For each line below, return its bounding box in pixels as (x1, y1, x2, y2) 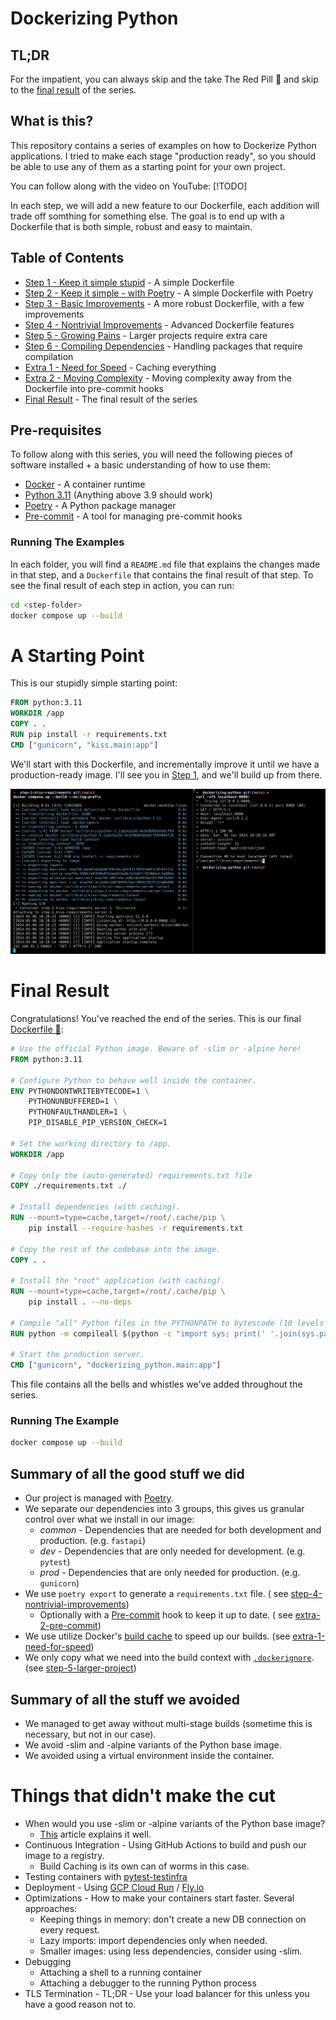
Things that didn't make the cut (10, 1785, 277, 1807)
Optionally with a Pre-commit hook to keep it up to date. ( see (39, 1609, 293, 1621)
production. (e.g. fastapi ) (39, 1535, 146, 1547)
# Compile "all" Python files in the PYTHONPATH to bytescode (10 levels (10, 1318, 325, 1328)
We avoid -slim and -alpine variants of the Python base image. (24, 1738, 282, 1751)
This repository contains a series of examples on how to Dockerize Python (10, 139, 317, 151)
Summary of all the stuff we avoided (10, 1691, 240, 1708)
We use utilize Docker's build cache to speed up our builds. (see (24, 1630, 291, 1642)
